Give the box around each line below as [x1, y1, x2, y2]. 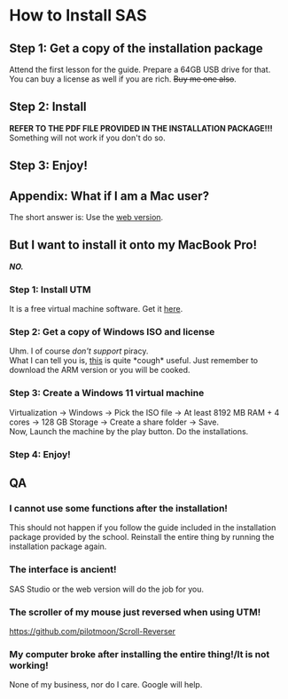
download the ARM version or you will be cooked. [9, 365, 191, 376]
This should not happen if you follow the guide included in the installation [9, 522, 276, 533]
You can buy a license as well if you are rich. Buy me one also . [9, 74, 237, 84]
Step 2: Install [9, 99, 87, 115]
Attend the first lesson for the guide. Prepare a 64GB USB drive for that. [9, 64, 271, 75]
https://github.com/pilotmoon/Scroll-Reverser [9, 625, 175, 636]
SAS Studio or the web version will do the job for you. [9, 584, 204, 594]
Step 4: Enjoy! [9, 448, 71, 460]
